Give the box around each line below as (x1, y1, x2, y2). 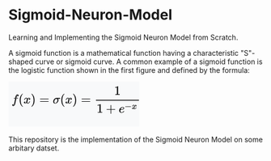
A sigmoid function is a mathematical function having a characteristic (8, 48, 239, 57)
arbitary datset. (8, 143, 60, 153)
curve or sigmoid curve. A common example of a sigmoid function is (35, 57, 263, 66)
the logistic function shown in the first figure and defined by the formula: (8, 65, 251, 74)
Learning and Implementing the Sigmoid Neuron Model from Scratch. (8, 32, 239, 42)
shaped (8, 57, 34, 66)
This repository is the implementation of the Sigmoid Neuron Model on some (8, 134, 263, 144)
